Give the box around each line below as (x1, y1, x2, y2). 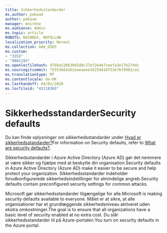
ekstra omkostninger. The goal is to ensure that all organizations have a (5, 207, 151, 213)
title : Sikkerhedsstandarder (5, 7, 66, 12)
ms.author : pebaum (5, 12, 43, 17)
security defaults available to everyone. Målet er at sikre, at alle (5, 196, 135, 202)
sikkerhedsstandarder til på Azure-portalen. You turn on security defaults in (5, 217, 160, 223)
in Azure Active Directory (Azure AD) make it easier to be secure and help (5, 165, 157, 171)
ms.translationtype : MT (5, 72, 55, 77)
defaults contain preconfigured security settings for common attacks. (5, 181, 148, 187)
